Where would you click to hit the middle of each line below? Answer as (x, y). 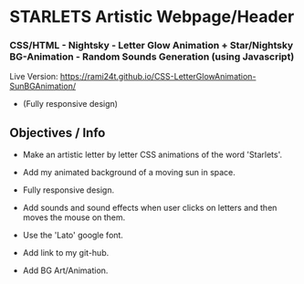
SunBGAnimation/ (42, 86)
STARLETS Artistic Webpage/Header (152, 17)
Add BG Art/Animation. (65, 270)
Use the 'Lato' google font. (73, 236)
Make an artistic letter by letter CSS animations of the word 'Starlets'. (152, 155)
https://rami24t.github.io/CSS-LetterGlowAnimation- (158, 77)
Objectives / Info (58, 133)
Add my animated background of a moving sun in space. (129, 173)
